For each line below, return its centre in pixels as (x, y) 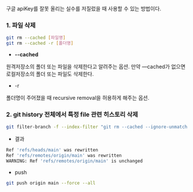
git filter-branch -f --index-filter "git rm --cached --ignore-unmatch (97, 127)
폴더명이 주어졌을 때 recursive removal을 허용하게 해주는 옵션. (78, 98)
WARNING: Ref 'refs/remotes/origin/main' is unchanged (75, 161)
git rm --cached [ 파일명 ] (36, 38)
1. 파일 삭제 (21, 25)
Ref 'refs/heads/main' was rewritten (52, 150)
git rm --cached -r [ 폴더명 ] (40, 43)
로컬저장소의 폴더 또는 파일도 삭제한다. (50, 74)
